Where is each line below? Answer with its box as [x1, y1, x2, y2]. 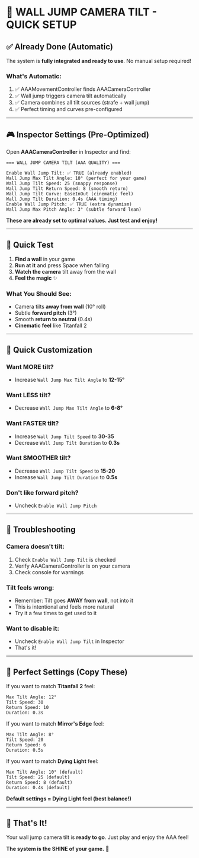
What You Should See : [6, 289, 72, 297]
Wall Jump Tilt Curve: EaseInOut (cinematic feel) [6, 191, 134, 197]
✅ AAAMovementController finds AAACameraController [14, 86, 151, 93]
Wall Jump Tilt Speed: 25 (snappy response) [6, 181, 118, 186]
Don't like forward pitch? [6, 488, 79, 496]
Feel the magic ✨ [14, 274, 58, 281]
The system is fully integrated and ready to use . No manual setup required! [6, 58, 191, 64]
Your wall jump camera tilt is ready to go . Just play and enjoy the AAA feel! [6, 834, 189, 841]
